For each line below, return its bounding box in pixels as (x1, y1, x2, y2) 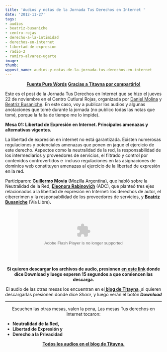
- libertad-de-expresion (5, 44, 57, 49)
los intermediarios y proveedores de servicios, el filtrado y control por (5, 152, 148, 158)
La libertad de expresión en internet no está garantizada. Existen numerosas (5, 136, 162, 142)
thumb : (5, 63, 19, 68)
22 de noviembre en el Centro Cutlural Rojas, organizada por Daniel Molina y (5, 96, 162, 102)
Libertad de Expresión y (12, 326, 63, 332)
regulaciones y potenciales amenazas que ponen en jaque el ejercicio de (5, 142, 155, 147)
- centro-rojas (5, 30, 37, 35)
